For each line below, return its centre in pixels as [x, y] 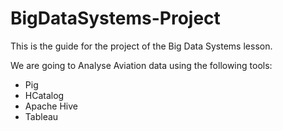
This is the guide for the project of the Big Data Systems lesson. [141, 46]
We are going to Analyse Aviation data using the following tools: [141, 65]
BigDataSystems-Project [115, 18]
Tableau [41, 116]
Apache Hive [51, 106]
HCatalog [44, 95]
